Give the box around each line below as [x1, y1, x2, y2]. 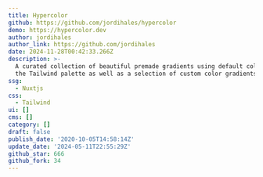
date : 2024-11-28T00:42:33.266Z [8, 48, 113, 56]
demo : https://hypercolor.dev [8, 26, 107, 34]
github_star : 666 [8, 150, 65, 157]
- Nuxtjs [15, 84, 44, 92]
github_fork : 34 [8, 157, 61, 165]
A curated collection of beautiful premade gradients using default [15, 63, 243, 70]
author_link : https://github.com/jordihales [8, 41, 156, 49]
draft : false [8, 128, 51, 135]
